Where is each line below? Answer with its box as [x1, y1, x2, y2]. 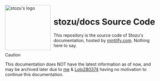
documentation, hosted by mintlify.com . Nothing [53, 37, 150, 43]
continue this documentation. [5, 71, 64, 77]
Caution [5, 52, 21, 57]
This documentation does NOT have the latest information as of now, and [5, 61, 151, 67]
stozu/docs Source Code [53, 16, 155, 27]
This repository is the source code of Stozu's [53, 32, 144, 38]
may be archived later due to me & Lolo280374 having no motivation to [5, 66, 147, 72]
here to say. [53, 42, 77, 48]
